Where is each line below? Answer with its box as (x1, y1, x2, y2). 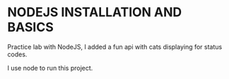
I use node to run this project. (7, 63, 93, 72)
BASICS (7, 19, 54, 35)
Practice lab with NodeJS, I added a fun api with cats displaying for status (7, 42, 223, 51)
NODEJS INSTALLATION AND (7, 4, 182, 20)
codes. (7, 50, 28, 59)
